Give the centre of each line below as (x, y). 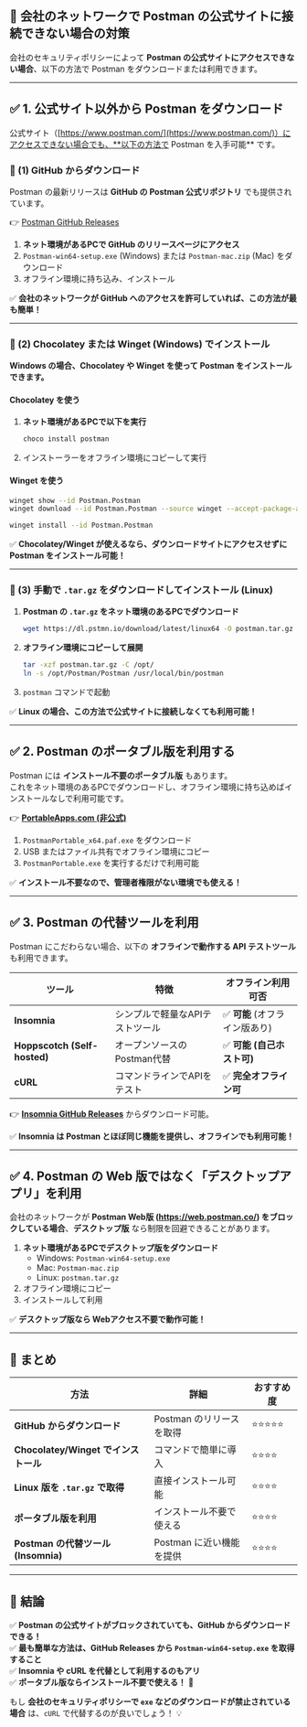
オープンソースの (151, 1045)
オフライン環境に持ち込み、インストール (99, 278)
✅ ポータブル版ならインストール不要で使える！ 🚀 (102, 1682)
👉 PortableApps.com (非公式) (68, 818)
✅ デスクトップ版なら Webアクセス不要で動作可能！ (108, 1319)
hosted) (32, 1057)
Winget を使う (37, 480)
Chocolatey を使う (45, 400)
